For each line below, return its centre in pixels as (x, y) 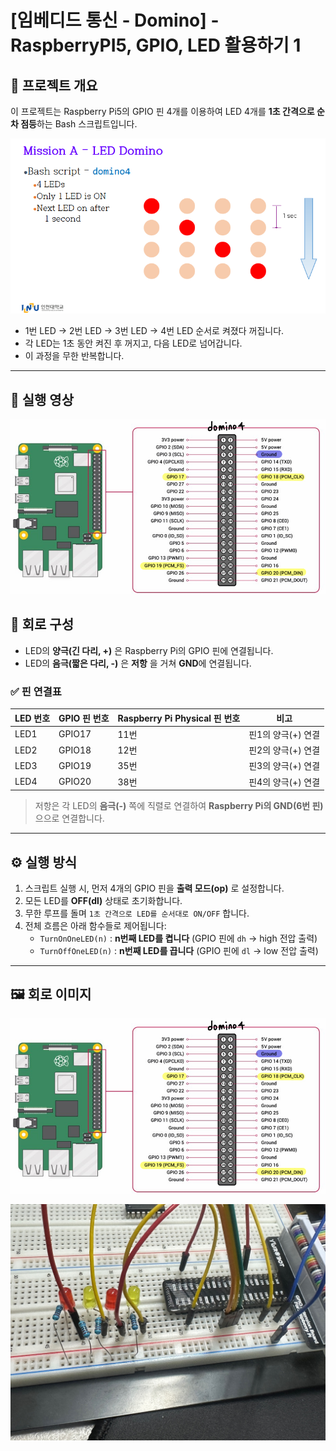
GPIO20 (75, 782)
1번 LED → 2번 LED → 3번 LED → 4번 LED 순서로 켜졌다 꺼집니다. (154, 331)
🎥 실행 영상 (42, 399)
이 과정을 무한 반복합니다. (74, 356)
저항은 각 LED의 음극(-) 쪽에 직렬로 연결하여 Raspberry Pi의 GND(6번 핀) (179, 806)
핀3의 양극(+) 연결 (284, 766)
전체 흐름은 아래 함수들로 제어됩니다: (95, 925)
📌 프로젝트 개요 (54, 85)
